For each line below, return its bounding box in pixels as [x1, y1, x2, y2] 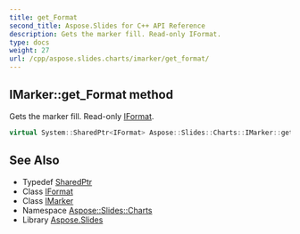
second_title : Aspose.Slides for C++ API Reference [9, 21, 205, 30]
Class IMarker [21, 195, 74, 206]
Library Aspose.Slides [21, 214, 104, 225]
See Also [9, 153, 60, 168]
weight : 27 [9, 46, 50, 55]
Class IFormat [21, 186, 74, 197]
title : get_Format [9, 12, 78, 22]
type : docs [9, 37, 50, 47]
